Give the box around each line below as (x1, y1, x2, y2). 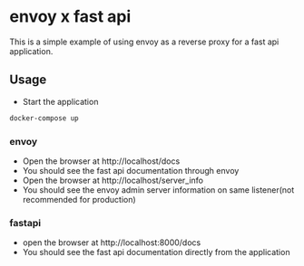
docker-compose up (9, 113, 79, 123)
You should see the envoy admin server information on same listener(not (22, 184, 295, 195)
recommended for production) (22, 194, 136, 204)
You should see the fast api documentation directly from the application (22, 247, 290, 258)
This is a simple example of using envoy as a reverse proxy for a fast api (9, 36, 279, 47)
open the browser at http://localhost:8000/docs (22, 237, 201, 248)
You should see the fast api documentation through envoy (22, 165, 240, 176)
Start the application (22, 96, 99, 107)
